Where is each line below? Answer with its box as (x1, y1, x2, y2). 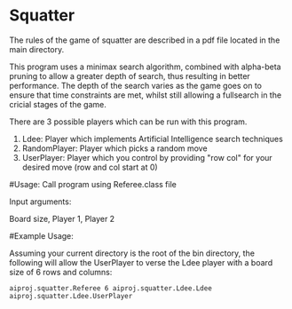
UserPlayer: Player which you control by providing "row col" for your (21, 152, 272, 162)
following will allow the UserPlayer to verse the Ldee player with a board (9, 257, 273, 267)
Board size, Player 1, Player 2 (9, 213, 115, 224)
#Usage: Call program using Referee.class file (9, 178, 178, 189)
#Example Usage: (9, 230, 74, 241)
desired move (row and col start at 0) (21, 162, 158, 172)
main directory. (9, 44, 65, 54)
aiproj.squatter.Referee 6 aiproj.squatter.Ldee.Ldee (9, 283, 213, 293)
